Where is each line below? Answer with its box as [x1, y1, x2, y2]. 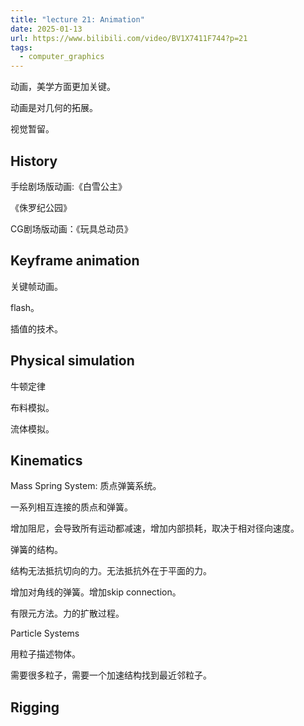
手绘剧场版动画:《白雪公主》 [10, 180, 128, 192]
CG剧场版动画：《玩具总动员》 [10, 222, 133, 235]
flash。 [10, 301, 40, 313]
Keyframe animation [10, 252, 140, 270]
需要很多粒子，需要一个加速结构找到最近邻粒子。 [10, 669, 212, 681]
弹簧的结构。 [10, 544, 63, 556]
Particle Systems [10, 627, 80, 640]
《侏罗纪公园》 [10, 201, 72, 213]
